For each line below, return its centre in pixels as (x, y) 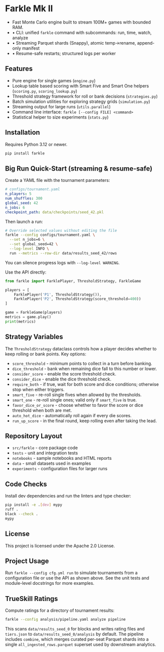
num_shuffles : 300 (24, 199)
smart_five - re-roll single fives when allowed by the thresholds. (77, 395)
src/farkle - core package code (45, 448)
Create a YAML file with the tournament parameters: (58, 180)
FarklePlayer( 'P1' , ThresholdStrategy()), (58, 295)
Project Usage (27, 561)
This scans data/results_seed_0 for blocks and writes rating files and (75, 629)
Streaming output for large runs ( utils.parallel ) (61, 106)
